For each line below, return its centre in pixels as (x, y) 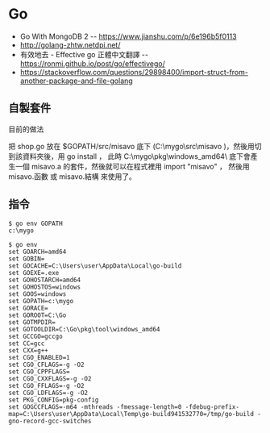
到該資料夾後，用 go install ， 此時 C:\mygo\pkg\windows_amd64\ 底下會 (130, 156)
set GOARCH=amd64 (37, 252)
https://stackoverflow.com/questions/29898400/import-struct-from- (134, 72)
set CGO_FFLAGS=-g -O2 (46, 385)
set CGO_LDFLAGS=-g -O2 (48, 393)
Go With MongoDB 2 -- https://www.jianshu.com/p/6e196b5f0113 (128, 36)
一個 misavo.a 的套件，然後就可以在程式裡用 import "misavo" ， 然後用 (132, 166)
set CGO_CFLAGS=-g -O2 (46, 364)
